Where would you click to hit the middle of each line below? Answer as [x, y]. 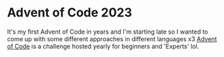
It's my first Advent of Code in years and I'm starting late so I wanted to [108, 32]
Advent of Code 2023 [70, 13]
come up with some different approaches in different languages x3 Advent [112, 38]
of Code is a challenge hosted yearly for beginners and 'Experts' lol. [103, 46]
